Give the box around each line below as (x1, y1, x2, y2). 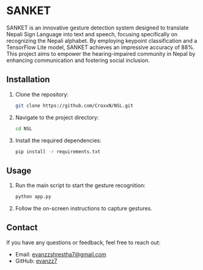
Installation (6, 74, 50, 85)
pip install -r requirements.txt (15, 148, 101, 155)
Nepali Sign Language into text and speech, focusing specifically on (6, 30, 178, 37)
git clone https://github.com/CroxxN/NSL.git (15, 102, 133, 109)
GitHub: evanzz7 (15, 257, 57, 264)
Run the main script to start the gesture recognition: (15, 182, 146, 189)
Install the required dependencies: (15, 136, 102, 144)
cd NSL (15, 125, 32, 132)
